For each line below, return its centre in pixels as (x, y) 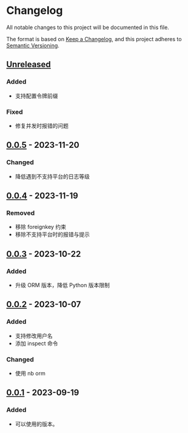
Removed (21, 213)
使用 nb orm (30, 373)
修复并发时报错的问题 (42, 125)
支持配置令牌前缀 (36, 96)
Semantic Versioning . (33, 45)
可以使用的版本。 (36, 424)
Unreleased (29, 64)
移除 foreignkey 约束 (41, 227)
